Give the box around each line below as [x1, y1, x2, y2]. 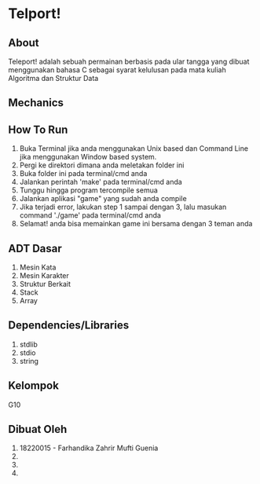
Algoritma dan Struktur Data [8, 74, 99, 82]
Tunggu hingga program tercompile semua [19, 185, 159, 195]
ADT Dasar [8, 241, 63, 255]
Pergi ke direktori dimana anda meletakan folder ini [19, 160, 185, 170]
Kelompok [8, 379, 59, 393]
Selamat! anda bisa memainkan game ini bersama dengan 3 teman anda [19, 219, 253, 229]
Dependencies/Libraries [8, 319, 130, 332]
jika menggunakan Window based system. [19, 152, 157, 162]
